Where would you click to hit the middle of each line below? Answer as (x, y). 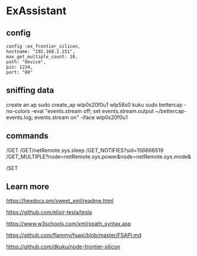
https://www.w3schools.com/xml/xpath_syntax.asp (69, 224)
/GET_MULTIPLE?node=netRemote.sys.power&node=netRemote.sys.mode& (98, 156)
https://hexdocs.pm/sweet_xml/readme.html (60, 201)
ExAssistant (36, 11)
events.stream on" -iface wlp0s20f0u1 (81, 117)
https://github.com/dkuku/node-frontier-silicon (63, 247)
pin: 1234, (20, 67)
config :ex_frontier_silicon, (43, 46)
